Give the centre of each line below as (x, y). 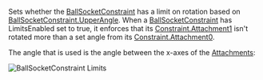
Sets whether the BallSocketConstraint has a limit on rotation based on (125, 12)
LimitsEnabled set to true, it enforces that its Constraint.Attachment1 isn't (128, 28)
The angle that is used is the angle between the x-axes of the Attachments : (132, 52)
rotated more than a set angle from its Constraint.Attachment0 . (112, 37)
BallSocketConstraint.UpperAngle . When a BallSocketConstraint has (120, 20)
